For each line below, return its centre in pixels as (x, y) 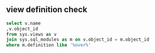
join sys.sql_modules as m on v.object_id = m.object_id (78, 40)
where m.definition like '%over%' (49, 45)
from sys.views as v (32, 34)
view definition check (47, 10)
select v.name (24, 23)
